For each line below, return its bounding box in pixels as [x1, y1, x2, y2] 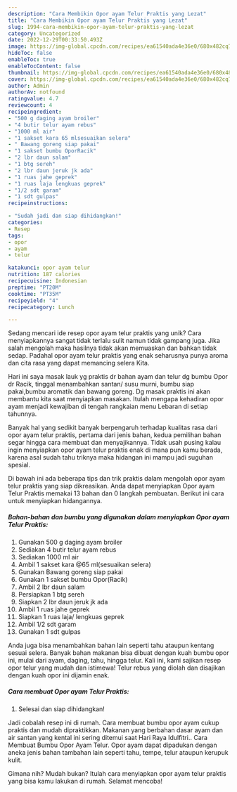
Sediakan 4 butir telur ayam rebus [18, 545, 117, 554]
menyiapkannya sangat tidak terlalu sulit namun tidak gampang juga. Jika [8, 337, 221, 345]
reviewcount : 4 [8, 102, 53, 109]
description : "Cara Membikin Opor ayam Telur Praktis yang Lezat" [8, 10, 207, 18]
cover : [8, 75, 27, 83]
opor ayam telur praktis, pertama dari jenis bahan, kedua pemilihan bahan [8, 431, 222, 439]
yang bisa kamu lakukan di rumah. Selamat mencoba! [8, 777, 163, 786]
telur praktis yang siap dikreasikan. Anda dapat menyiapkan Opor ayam [8, 482, 215, 491]
